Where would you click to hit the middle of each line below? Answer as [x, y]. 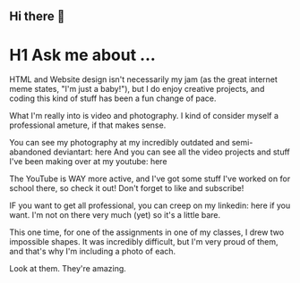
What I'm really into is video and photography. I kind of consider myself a [144, 116]
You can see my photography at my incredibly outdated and [120, 143]
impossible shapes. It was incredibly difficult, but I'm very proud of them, [144, 242]
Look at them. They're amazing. [68, 269]
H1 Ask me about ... [83, 55]
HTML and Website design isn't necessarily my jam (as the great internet [143, 79]
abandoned [30, 152]
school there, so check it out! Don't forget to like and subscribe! [127, 188]
